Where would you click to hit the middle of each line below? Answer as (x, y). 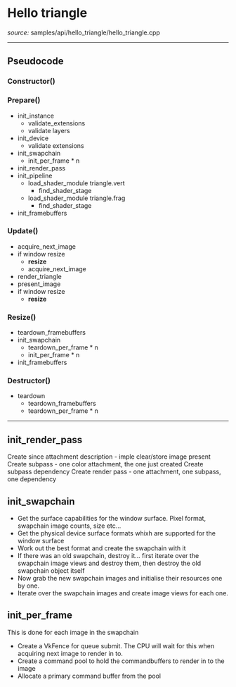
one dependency (32, 479)
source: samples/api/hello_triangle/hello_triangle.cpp (84, 32)
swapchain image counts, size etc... (69, 526)
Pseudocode (36, 61)
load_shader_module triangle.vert (76, 183)
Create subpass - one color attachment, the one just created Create (105, 464)
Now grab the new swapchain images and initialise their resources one (120, 578)
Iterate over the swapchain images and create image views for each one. (123, 593)
